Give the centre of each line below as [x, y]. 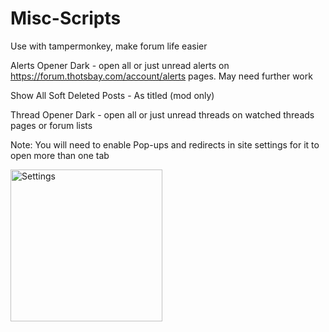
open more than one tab [60, 155]
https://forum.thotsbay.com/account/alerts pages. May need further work [161, 76]
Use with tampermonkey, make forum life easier [109, 46]
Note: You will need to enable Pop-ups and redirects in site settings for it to [165, 144]
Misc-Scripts [66, 18]
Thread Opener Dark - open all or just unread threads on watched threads [162, 114]
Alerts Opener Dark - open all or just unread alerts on [120, 65]
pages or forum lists [51, 125]
